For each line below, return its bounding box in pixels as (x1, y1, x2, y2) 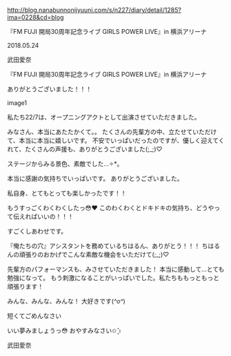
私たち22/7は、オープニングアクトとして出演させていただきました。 (7, 113, 201, 121)
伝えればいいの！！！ (12, 212, 74, 221)
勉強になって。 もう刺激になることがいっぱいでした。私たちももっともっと (7, 274, 219, 282)
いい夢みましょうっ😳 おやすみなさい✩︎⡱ (7, 326, 122, 335)
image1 (7, 99, 28, 106)
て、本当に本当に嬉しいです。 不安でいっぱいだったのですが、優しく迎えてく (7, 136, 225, 144)
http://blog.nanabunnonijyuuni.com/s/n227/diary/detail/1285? (7, 6, 181, 14)
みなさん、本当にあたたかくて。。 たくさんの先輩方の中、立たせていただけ (7, 128, 217, 135)
